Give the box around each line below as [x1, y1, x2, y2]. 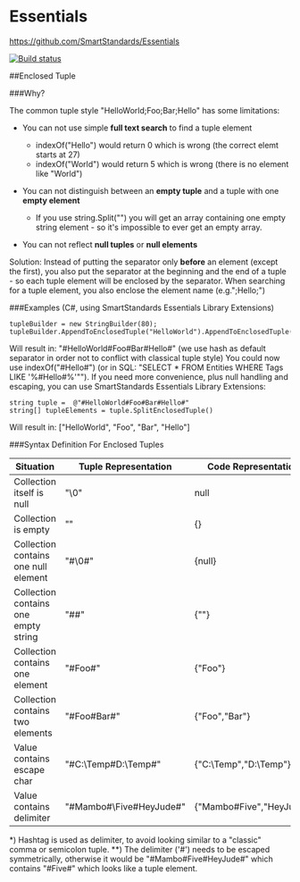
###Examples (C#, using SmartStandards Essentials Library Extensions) [9, 302, 275, 313]
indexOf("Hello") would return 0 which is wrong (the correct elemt [35, 139, 279, 150]
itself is [13, 486, 45, 499]
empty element [21, 195, 80, 206]
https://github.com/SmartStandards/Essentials [9, 36, 180, 46]
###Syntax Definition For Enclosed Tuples [9, 439, 164, 449]
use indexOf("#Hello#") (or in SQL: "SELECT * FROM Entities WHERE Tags [9, 362, 284, 373]
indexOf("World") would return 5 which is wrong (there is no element [35, 158, 289, 169]
